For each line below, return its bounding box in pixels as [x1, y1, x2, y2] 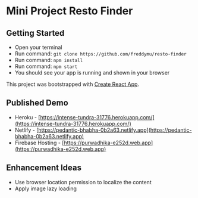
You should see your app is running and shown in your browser [14, 69, 170, 76]
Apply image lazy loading [14, 185, 77, 192]
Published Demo [6, 98, 68, 108]
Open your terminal [14, 44, 62, 51]
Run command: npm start [14, 63, 78, 70]
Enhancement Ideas [6, 163, 82, 173]
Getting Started [6, 28, 65, 38]
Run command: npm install [14, 57, 83, 63]
